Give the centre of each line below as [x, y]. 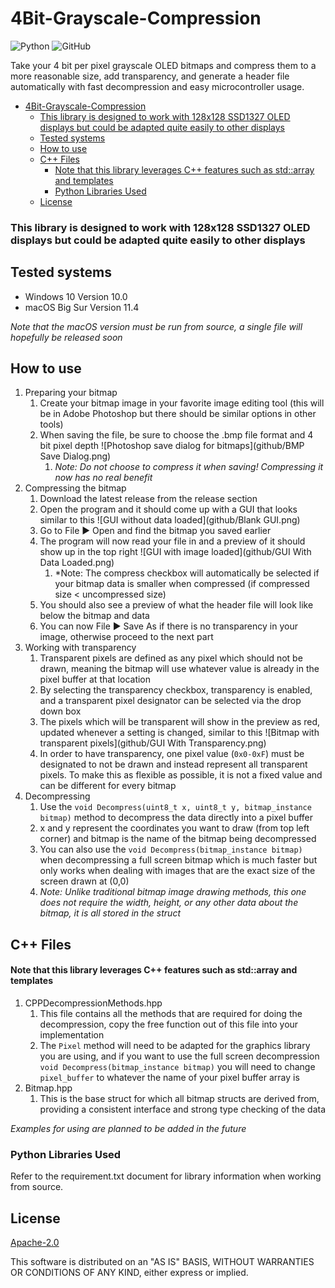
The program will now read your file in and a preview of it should [172, 541]
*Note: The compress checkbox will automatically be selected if [187, 573]
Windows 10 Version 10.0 [76, 296]
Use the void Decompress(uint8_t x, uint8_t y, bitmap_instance [175, 807]
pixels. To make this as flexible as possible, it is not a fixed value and [181, 775]
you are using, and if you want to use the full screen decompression [179, 1056]
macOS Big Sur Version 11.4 [82, 307]
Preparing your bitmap [71, 393]
